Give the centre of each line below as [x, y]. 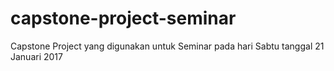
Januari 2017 [36, 56]
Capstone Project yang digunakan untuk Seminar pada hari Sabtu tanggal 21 [167, 46]
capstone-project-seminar [123, 18]
